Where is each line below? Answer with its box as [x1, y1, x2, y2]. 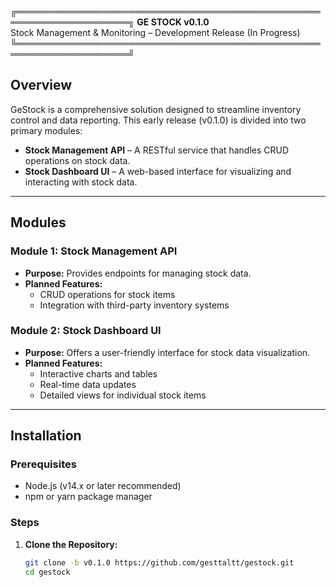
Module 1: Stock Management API [10, 244, 178, 258]
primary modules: [10, 124, 83, 136]
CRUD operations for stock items [39, 288, 176, 300]
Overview [10, 77, 73, 94]
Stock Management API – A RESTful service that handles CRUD [24, 144, 290, 156]
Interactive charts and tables [39, 367, 158, 380]
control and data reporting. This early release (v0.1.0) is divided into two [10, 114, 307, 126]
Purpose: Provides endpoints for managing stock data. [24, 267, 252, 279]
